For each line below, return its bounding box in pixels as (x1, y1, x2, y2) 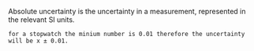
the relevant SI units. (8, 15, 75, 24)
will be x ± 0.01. (8, 37, 69, 45)
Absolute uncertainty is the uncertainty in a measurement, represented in (8, 7, 246, 16)
